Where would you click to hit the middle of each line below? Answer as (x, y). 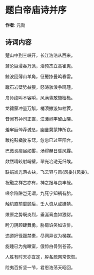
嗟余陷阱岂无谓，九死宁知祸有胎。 (40, 193)
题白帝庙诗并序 (36, 10)
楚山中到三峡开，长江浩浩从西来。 (40, 55)
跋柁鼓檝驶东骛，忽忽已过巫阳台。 (40, 140)
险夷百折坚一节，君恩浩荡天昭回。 (40, 267)
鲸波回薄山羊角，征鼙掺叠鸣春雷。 (40, 76)
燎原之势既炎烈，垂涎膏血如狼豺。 (40, 214)
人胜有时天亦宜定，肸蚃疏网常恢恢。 (42, 257)
